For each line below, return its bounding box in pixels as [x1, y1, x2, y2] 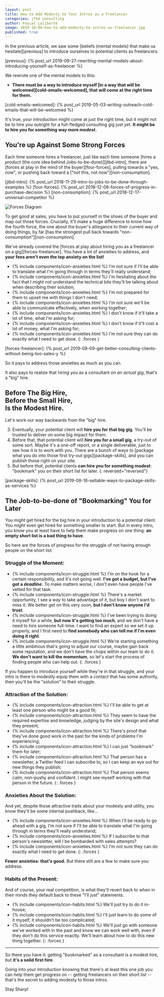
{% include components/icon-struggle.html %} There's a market [12, 591, 142, 597]
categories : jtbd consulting [5, 16, 64, 21]
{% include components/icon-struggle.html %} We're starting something [12, 638, 159, 644]
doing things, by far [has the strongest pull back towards [5, 229, 119, 235]
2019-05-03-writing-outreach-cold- [81, 102, 154, 107]
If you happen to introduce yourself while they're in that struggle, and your [5, 668, 155, 674]
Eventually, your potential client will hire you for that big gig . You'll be [12, 427, 152, 432]
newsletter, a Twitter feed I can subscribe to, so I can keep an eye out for [12, 759, 159, 765]
